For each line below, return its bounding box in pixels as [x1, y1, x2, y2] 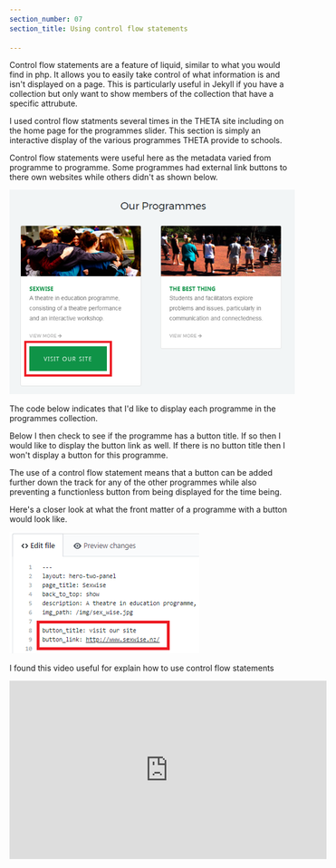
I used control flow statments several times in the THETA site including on [9, 116, 284, 127]
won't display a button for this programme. [9, 449, 169, 461]
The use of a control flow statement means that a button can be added [9, 468, 274, 478]
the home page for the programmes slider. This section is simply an [9, 125, 261, 136]
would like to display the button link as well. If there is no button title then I [9, 440, 285, 451]
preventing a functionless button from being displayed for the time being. [9, 487, 283, 497]
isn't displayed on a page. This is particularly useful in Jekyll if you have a [9, 79, 284, 90]
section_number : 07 [9, 14, 83, 24]
